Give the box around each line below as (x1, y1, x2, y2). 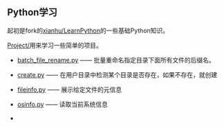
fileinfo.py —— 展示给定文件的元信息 (17, 85, 122, 94)
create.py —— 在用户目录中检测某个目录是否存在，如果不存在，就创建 (17, 70, 218, 78)
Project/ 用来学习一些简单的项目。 (7, 41, 102, 49)
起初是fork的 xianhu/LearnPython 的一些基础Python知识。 (7, 26, 169, 35)
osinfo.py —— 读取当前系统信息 (17, 100, 109, 108)
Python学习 (7, 6, 57, 19)
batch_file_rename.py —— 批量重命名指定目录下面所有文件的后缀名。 (17, 56, 216, 64)
